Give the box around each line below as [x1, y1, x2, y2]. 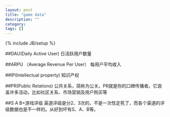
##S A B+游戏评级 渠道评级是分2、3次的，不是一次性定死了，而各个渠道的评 [5, 100, 165, 106]
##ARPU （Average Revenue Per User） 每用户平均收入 [5, 61, 121, 67]
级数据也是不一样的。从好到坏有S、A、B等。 [5, 106, 99, 112]
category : [5, 21, 26, 27]
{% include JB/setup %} [5, 40, 56, 46]
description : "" [5, 17, 39, 22]
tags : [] [5, 26, 24, 31]
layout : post [5, 7, 33, 13]
